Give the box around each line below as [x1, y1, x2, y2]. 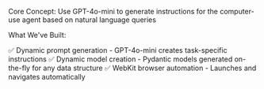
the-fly [8, 63, 30, 72]
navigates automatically [8, 72, 86, 81]
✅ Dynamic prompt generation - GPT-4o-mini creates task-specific [8, 46, 228, 54]
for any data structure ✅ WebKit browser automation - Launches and [31, 63, 257, 72]
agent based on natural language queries [21, 15, 157, 24]
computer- [219, 7, 255, 16]
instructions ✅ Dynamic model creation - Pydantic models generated [8, 54, 233, 64]
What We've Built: [8, 31, 67, 39]
